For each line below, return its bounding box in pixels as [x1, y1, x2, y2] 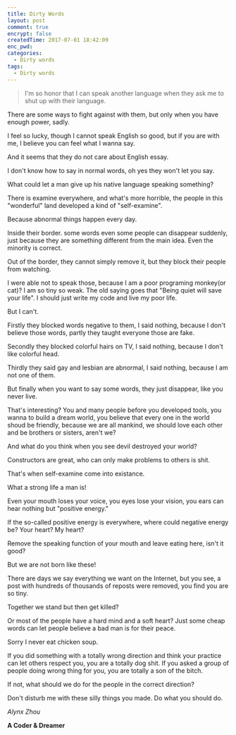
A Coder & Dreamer [7, 721, 66, 729]
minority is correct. [7, 243, 63, 252]
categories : [7, 50, 42, 57]
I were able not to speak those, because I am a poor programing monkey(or [7, 278, 227, 287]
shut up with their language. [24, 96, 106, 105]
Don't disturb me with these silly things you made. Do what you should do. [7, 693, 223, 702]
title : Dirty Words [7, 10, 65, 18]
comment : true [7, 23, 49, 30]
